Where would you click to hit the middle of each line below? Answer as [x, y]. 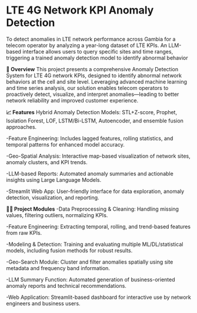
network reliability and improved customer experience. [72, 100]
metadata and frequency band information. [58, 268]
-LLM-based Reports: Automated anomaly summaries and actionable [90, 174]
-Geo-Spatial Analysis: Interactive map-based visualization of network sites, [98, 156]
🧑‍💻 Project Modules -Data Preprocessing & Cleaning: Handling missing [93, 209]
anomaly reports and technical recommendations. [66, 285]
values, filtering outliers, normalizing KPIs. [57, 215]
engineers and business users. [43, 303]
